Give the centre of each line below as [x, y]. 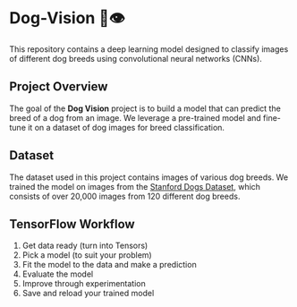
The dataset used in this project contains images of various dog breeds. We [149, 177]
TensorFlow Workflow [72, 224]
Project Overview [59, 87]
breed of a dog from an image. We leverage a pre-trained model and [135, 117]
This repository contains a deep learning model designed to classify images [149, 49]
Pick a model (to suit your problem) [87, 255]
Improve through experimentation [84, 284]
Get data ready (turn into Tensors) [85, 246]
